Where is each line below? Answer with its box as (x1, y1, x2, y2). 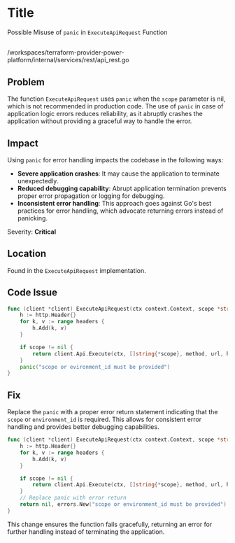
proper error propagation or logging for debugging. (17, 191, 165, 200)
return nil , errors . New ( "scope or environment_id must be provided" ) (20, 501, 227, 508)
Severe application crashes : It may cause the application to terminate (17, 169, 220, 178)
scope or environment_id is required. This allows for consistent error (7, 415, 201, 424)
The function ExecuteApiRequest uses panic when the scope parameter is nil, (7, 94, 226, 103)
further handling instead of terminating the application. (7, 527, 165, 536)
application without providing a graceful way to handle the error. (7, 117, 192, 125)
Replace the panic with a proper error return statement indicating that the (7, 408, 218, 416)
